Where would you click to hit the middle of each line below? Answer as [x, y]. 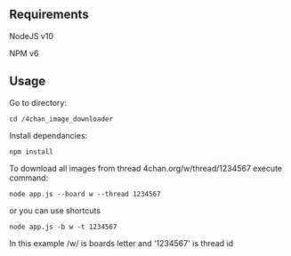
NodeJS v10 [31, 36]
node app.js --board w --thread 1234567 [85, 194]
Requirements [49, 15]
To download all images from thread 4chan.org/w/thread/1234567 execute [146, 168]
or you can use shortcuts [55, 210]
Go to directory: [38, 102]
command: [29, 178]
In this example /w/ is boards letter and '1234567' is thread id [121, 243]
